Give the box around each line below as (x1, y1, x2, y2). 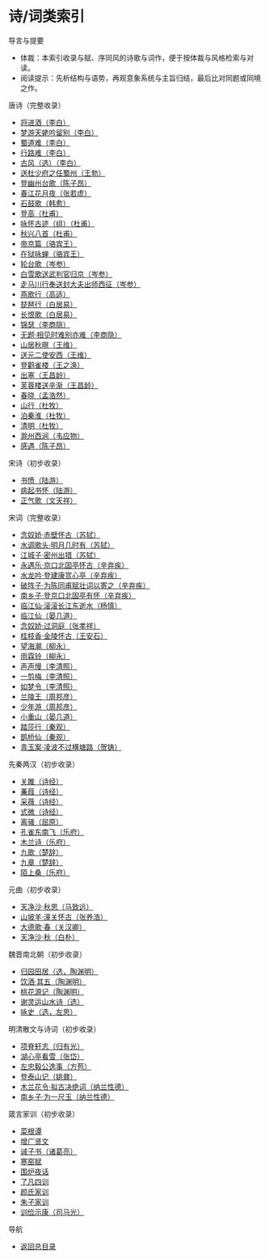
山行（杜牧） (19, 400, 63, 410)
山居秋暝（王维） (19, 340, 78, 349)
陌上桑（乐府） (19, 867, 70, 877)
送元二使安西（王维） (19, 349, 91, 360)
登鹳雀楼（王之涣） (19, 360, 85, 370)
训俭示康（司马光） (19, 1206, 85, 1217)
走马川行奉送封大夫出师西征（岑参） (19, 279, 141, 289)
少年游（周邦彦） (19, 701, 78, 712)
